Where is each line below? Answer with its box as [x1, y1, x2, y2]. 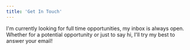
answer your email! [6, 37, 53, 44]
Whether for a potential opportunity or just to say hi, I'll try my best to [6, 31, 175, 38]
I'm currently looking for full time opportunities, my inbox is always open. [6, 25, 185, 32]
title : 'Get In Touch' [6, 8, 62, 15]
